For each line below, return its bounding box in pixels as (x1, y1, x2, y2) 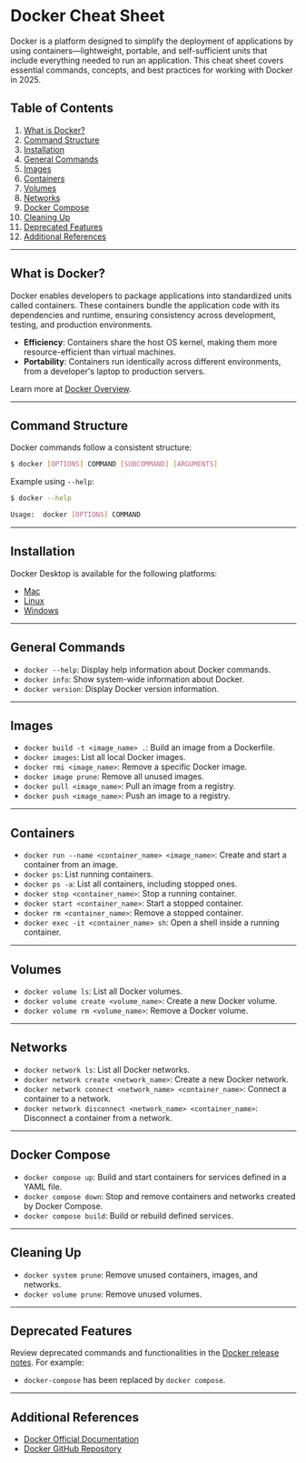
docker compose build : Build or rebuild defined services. (23, 1210, 234, 1221)
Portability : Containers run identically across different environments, (23, 356, 281, 366)
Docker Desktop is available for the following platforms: (10, 567, 218, 578)
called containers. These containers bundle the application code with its (10, 299, 281, 310)
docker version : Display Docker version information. (23, 683, 220, 694)
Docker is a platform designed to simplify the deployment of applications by (10, 35, 294, 46)
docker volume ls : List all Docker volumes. (23, 986, 183, 997)
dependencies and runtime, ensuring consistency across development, (10, 309, 276, 320)
